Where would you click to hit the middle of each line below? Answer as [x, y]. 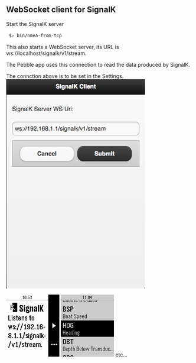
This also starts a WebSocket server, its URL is [63, 47]
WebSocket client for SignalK [61, 10]
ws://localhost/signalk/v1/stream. [46, 53]
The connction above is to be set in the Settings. [65, 76]
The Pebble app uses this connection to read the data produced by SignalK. [98, 64]
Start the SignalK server [35, 24]
